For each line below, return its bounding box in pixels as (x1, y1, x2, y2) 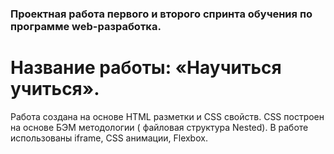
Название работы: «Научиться (10, 57, 282, 79)
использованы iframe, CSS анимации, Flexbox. (10, 132, 208, 144)
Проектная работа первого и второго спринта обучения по (10, 7, 313, 21)
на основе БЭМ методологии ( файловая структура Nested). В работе (10, 121, 309, 133)
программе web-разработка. (10, 19, 162, 33)
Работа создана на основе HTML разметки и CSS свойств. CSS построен (10, 110, 325, 122)
